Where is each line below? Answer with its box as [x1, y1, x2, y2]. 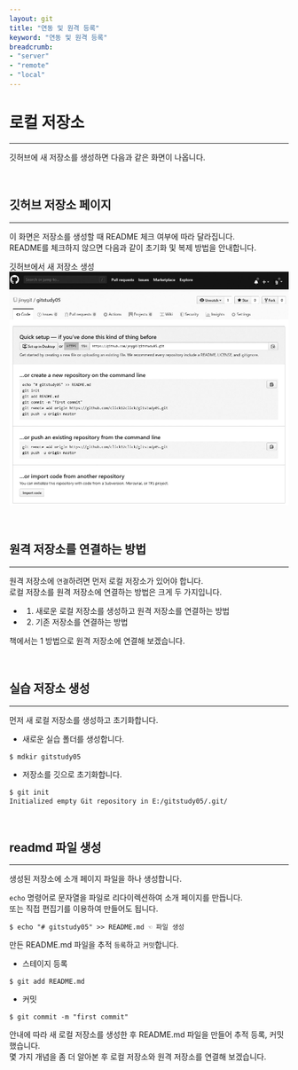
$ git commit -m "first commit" [9, 1012, 129, 1022]
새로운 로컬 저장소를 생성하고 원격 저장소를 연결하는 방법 [35, 605, 231, 616]
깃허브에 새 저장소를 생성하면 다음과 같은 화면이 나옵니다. [9, 152, 206, 162]
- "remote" [9, 61, 50, 70]
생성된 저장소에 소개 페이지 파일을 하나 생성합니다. [9, 874, 183, 885]
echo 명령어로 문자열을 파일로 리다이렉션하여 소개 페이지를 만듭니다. [9, 893, 243, 903]
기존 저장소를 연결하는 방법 [35, 617, 129, 627]
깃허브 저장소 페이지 [9, 198, 112, 213]
